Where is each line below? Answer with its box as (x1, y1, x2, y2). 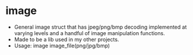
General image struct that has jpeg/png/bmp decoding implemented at (14, 23, 187, 30)
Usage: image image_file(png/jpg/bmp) (14, 42, 110, 49)
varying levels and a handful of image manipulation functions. (14, 29, 165, 36)
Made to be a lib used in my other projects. (14, 36, 119, 43)
